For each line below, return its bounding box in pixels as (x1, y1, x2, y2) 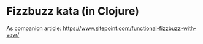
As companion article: (6, 24, 62, 32)
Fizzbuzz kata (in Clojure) (6, 4, 139, 18)
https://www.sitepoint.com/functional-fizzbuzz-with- (63, 24, 197, 32)
